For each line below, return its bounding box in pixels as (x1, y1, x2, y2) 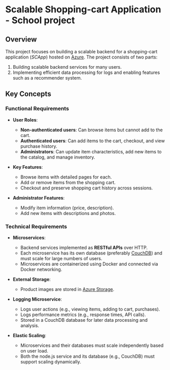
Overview (5, 35, 37, 44)
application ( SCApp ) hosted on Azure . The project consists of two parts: (5, 54, 158, 60)
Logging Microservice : (12, 296, 62, 302)
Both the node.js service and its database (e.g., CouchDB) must (20, 353, 155, 359)
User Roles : (12, 116, 38, 123)
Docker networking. (20, 266, 62, 272)
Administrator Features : (12, 194, 65, 201)
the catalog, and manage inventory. (20, 154, 96, 160)
